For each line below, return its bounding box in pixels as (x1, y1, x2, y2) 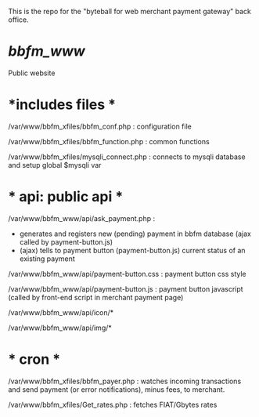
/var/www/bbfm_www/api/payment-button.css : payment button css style (8, 269, 246, 278)
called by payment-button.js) (19, 237, 113, 246)
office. (8, 15, 29, 24)
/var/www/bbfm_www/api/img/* (8, 323, 112, 332)
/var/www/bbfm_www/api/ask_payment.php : (8, 213, 155, 223)
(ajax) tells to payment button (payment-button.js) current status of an (19, 245, 246, 255)
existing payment (19, 254, 76, 263)
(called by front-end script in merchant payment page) (8, 292, 184, 302)
